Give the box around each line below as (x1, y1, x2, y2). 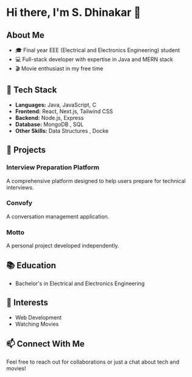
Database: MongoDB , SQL (15, 121, 84, 128)
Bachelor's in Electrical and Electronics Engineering (15, 280, 145, 287)
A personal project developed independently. (6, 242, 119, 250)
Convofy (6, 199, 32, 207)
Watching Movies (15, 320, 59, 327)
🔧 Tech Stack (6, 85, 57, 95)
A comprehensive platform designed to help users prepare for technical (6, 177, 186, 184)
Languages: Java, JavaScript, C (15, 101, 96, 108)
